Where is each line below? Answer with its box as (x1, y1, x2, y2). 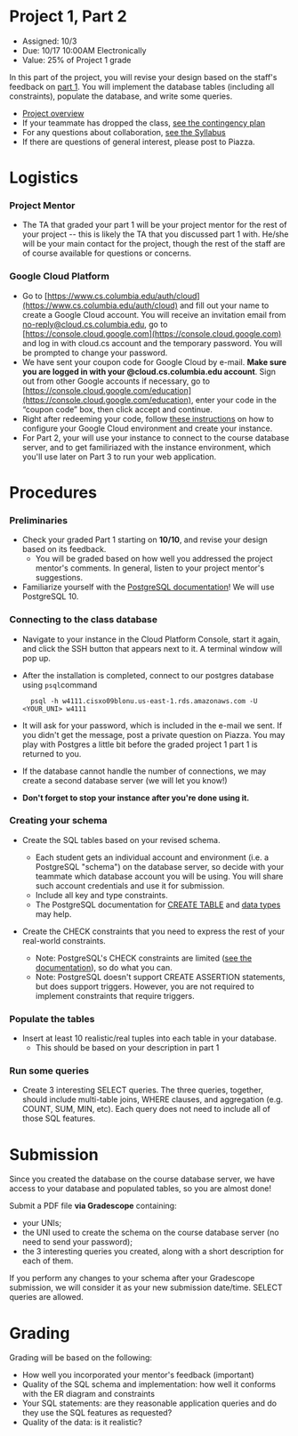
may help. (35, 908, 72, 919)
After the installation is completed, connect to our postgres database (21, 669, 274, 680)
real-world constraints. (21, 935, 107, 945)
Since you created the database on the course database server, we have (9, 1173, 276, 1185)
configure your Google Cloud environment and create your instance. (21, 423, 273, 434)
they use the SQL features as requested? (21, 1408, 173, 1418)
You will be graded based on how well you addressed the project (35, 554, 273, 564)
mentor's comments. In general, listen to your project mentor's (35, 563, 265, 573)
